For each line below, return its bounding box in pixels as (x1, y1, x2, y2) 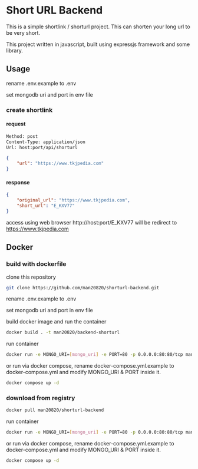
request (6, 120, 26, 127)
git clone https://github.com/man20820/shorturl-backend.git (6, 285, 160, 290)
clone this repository (6, 273, 56, 280)
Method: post (6, 133, 38, 139)
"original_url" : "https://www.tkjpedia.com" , (16, 197, 131, 203)
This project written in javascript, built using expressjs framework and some (6, 41, 190, 48)
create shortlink (6, 105, 53, 114)
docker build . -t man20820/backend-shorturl (6, 329, 120, 336)
